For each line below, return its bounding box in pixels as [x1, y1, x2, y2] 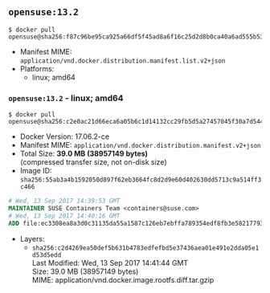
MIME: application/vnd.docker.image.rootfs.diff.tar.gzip [31, 275, 215, 284]
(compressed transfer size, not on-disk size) [19, 157, 167, 167]
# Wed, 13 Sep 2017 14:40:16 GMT [8, 212, 121, 220]
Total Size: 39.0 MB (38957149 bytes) [19, 149, 149, 159]
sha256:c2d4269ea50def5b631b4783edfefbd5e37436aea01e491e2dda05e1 [31, 244, 260, 252]
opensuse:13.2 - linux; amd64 [8, 92, 124, 104]
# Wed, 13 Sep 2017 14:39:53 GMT [8, 197, 121, 206]
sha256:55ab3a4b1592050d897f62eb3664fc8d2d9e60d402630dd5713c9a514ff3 [19, 176, 262, 184]
